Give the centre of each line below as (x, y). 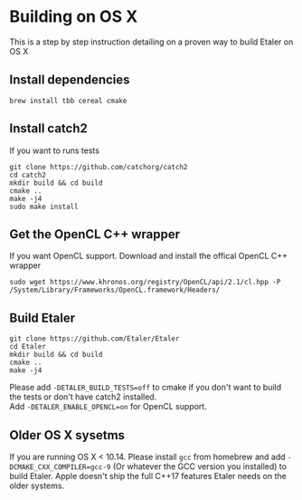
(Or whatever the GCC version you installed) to (200, 466)
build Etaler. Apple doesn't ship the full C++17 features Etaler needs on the (148, 476)
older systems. (37, 486)
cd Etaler (28, 347)
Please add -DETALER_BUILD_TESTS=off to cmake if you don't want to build (146, 388)
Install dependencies (70, 80)
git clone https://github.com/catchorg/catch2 (99, 167)
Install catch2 (48, 129)
